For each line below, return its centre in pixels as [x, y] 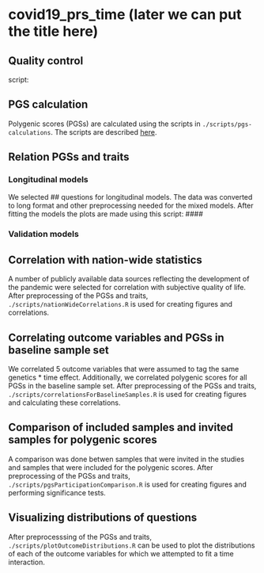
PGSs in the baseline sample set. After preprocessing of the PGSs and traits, [132, 386]
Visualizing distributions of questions [103, 518]
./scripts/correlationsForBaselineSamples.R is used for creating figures [128, 395]
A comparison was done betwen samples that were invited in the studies [126, 459]
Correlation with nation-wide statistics [106, 260]
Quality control [46, 61]
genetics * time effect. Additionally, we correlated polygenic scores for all [128, 377]
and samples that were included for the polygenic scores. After [111, 467]
